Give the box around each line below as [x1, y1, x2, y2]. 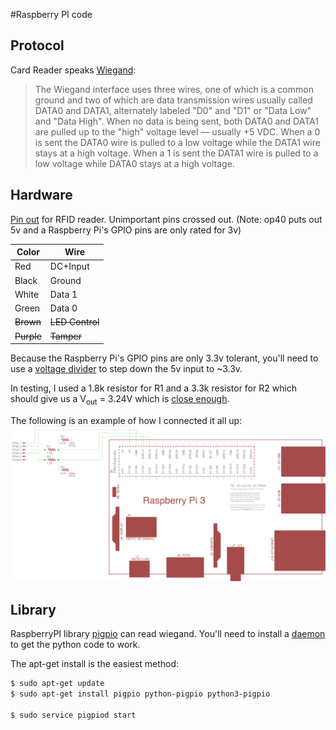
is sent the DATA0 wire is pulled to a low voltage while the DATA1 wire [34, 136, 321, 148]
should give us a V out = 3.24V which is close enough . [10, 393, 230, 407]
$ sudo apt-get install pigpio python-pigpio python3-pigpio [10, 689, 271, 699]
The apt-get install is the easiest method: [10, 658, 180, 670]
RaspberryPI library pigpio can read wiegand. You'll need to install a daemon [10, 628, 326, 640]
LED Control [49, 316, 100, 328]
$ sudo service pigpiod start [10, 710, 137, 720]
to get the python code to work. [10, 639, 141, 651]
